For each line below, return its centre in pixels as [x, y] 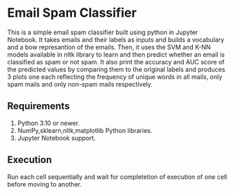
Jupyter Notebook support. [57, 138]
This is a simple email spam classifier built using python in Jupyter [103, 32]
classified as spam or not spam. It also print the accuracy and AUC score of [116, 62]
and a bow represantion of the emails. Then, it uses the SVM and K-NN [109, 47]
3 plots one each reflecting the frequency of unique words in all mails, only [115, 77]
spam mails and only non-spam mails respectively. [80, 84]
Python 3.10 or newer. [49, 123]
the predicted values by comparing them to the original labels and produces [116, 69]
